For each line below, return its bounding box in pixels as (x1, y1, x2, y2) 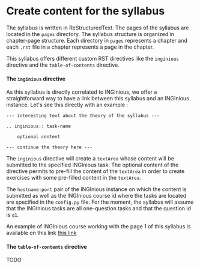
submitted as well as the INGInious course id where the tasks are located (6, 192, 187, 199)
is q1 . (6, 212, 19, 219)
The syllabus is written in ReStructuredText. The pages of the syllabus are (6, 24, 189, 31)
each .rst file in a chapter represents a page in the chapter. (6, 43, 154, 50)
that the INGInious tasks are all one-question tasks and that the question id (6, 205, 191, 212)
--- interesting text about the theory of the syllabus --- (6, 113, 160, 119)
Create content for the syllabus (6, 4, 165, 18)
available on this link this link (6, 230, 77, 237)
